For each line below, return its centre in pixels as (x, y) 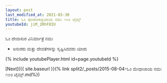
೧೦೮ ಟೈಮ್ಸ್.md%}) (22, 75)
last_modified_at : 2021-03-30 (38, 15)
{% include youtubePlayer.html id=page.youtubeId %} (62, 59)
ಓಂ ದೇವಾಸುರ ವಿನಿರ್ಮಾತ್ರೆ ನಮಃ (29, 39)
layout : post (19, 10)
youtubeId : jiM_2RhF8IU (31, 24)
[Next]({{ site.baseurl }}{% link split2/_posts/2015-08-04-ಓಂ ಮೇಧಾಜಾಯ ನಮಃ (83, 69)
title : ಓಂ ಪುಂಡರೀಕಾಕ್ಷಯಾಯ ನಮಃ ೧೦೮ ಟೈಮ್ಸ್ (43, 19)
